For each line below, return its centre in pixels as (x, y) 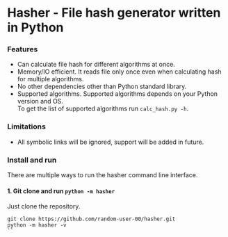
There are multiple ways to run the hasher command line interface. (103, 175)
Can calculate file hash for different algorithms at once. (96, 65)
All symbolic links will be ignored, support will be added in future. (111, 142)
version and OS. (40, 101)
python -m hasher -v (37, 225)
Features (23, 49)
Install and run (32, 160)
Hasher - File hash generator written (114, 13)
